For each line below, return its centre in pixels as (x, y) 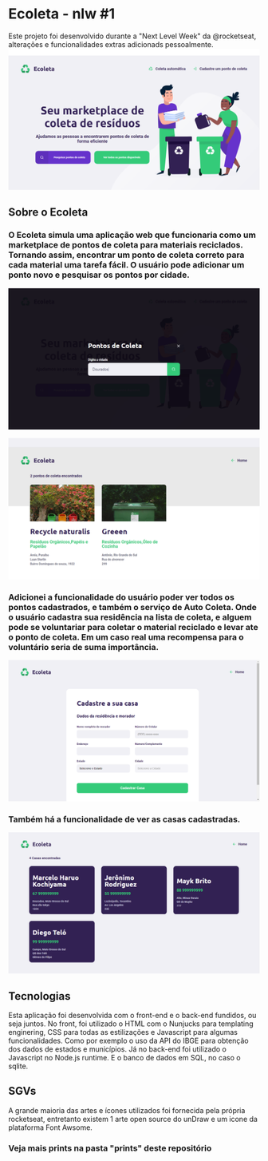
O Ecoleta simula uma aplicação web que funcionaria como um (132, 235)
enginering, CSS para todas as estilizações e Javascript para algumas (123, 1032)
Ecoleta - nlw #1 (62, 14)
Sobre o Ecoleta (48, 212)
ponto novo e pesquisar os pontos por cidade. (99, 275)
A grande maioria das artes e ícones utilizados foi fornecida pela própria (127, 1110)
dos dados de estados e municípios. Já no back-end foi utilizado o (118, 1049)
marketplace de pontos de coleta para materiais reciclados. (126, 245)
